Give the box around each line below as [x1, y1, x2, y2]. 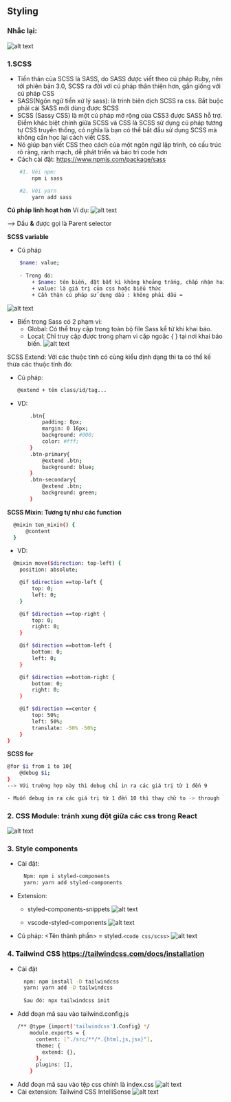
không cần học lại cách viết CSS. [16, 133, 111, 141]
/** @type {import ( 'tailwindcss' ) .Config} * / [16, 1023, 150, 1030]
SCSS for [7, 750, 34, 758]
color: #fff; [42, 438, 79, 445]
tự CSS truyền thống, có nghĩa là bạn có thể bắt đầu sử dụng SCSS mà [16, 125, 217, 134]
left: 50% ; [32, 718, 63, 725]
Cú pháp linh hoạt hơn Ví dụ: [7, 206, 89, 214]
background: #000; [42, 432, 95, 439]
